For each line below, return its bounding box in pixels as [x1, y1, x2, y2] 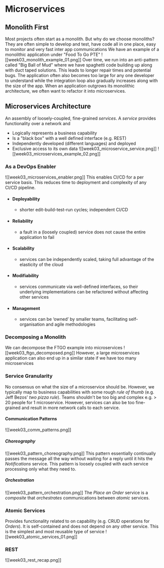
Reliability [12, 218, 33, 224]
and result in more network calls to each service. [22, 405, 120, 411]
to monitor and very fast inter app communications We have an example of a [5, 47, 159, 52]
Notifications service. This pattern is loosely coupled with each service [5, 461, 148, 466]
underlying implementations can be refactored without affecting [19, 288, 148, 295]
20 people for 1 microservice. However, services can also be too [5, 399, 135, 405]
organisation [19, 321, 45, 327]
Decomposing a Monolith [5, 334, 66, 340]
